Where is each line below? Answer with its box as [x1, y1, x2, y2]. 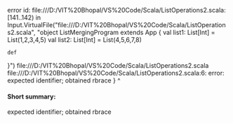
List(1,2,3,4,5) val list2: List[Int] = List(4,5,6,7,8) [7, 36, 142, 44]
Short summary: [7, 92, 56, 101]
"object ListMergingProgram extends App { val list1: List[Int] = [36, 28, 215, 36]
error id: [7, 6, 31, 14]
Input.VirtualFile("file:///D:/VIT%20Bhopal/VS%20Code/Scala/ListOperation [7, 21, 226, 29]
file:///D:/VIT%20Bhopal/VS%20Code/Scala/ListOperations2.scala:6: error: [7, 69, 225, 77]
